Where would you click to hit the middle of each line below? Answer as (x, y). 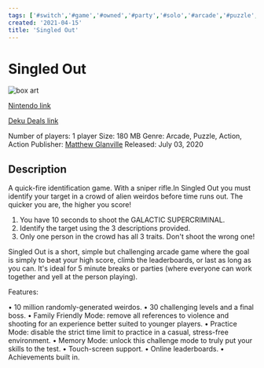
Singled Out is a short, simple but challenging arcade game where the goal (129, 252)
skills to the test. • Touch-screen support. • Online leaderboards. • (116, 349)
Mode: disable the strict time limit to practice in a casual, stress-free (119, 332)
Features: (24, 292)
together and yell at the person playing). (73, 277)
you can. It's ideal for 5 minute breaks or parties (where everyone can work (130, 268)
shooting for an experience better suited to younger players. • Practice (123, 324)
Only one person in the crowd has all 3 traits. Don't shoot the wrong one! (137, 237)
